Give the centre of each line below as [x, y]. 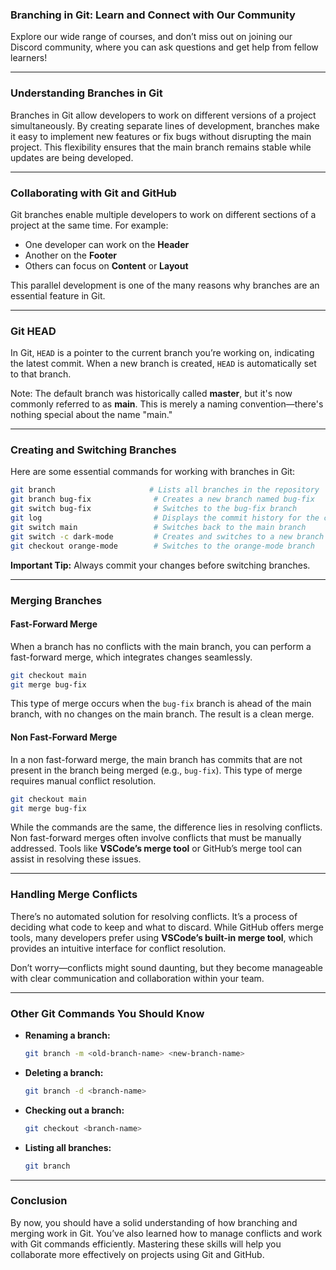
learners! [29, 58]
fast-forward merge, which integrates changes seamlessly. [131, 657]
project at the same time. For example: [89, 225]
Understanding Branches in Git [86, 93]
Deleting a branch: [64, 1072]
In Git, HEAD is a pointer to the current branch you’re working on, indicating [162, 353]
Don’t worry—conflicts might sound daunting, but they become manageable [166, 967]
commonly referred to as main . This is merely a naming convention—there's [167, 404]
